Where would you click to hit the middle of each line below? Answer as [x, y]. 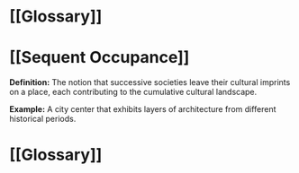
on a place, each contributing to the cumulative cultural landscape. [133, 92]
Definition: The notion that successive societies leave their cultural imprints [150, 82]
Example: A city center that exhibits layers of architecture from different [143, 109]
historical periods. [43, 119]
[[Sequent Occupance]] [100, 58]
